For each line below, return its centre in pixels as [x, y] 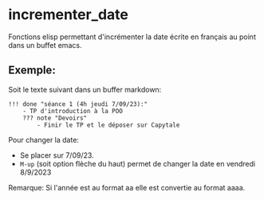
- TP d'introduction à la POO [73, 111]
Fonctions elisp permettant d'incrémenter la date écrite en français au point [132, 37]
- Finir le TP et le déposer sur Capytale [108, 125]
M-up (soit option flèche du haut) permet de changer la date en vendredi [138, 163]
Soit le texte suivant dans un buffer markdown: [85, 89]
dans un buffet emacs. [45, 45]
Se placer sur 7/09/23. [57, 155]
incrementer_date [69, 15]
